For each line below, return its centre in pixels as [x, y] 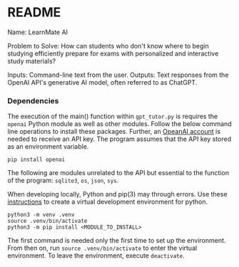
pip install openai [36, 160]
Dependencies [33, 100]
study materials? [32, 61]
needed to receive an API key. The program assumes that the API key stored [119, 139]
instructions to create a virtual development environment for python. [108, 202]
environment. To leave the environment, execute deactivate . [96, 256]
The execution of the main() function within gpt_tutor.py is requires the [113, 116]
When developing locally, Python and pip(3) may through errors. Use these [117, 194]
